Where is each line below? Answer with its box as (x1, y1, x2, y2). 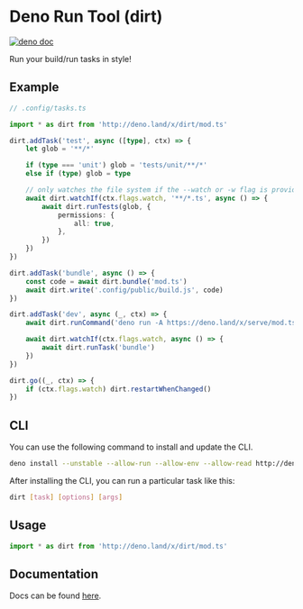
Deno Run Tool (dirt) (9, 6, 163, 27)
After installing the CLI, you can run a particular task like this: (9, 475, 235, 486)
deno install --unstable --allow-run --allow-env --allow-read (9, 459, 252, 468)
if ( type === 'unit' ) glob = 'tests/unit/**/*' (25, 160, 207, 170)
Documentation (9, 566, 99, 582)
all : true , (73, 219, 115, 228)
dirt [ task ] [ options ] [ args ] (9, 493, 124, 502)
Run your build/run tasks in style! (9, 53, 133, 64)
